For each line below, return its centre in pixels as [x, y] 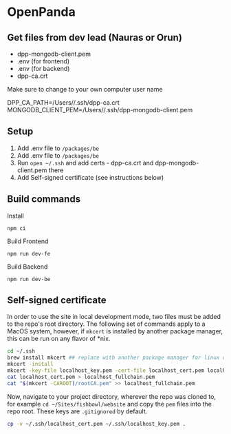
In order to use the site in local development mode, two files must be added [114, 317]
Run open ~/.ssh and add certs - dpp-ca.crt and [85, 163]
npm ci [16, 228]
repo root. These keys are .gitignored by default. [77, 411]
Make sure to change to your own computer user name [85, 89]
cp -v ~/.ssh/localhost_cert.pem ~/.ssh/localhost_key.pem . [97, 424]
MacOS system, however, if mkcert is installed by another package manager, [115, 331]
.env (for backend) [43, 69]
